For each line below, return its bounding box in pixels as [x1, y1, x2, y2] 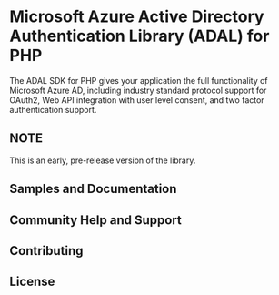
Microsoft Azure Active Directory [9, 6, 264, 27]
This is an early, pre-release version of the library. [9, 155, 196, 166]
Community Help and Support [9, 212, 182, 228]
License [9, 274, 55, 290]
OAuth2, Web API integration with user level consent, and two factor [9, 94, 265, 106]
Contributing [9, 243, 84, 259]
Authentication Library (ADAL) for [9, 25, 270, 46]
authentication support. [9, 104, 97, 115]
